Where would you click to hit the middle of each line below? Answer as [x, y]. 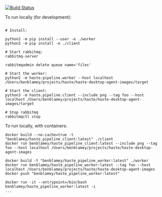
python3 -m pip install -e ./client [43, 43]
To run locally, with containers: [36, 126]
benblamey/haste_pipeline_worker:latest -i [50, 187]
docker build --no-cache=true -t [39, 135]
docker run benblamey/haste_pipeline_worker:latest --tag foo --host [78, 165]
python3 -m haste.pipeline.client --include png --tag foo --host [75, 95]
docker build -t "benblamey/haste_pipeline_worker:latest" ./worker [77, 161]
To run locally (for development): [38, 17]
